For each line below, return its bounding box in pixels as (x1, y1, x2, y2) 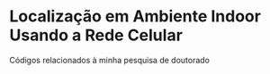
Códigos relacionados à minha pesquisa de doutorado (9, 54, 210, 65)
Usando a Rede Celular (9, 25, 183, 45)
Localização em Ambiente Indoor (9, 6, 261, 27)
